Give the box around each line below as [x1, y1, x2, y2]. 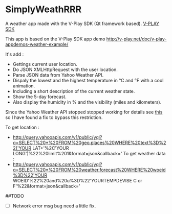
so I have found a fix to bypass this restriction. [5, 114, 103, 121]
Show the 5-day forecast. [12, 93, 67, 100]
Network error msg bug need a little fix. [12, 203, 96, 209]
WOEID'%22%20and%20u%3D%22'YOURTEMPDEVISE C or [12, 177, 142, 183]
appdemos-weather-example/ [5, 41, 69, 47]
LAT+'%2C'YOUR [32, 145, 69, 151]
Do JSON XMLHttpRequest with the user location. [12, 66, 118, 73]
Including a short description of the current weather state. [12, 88, 135, 94]
